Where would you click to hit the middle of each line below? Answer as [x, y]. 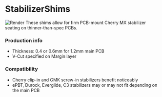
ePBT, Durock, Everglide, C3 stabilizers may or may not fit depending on [85, 85]
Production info [24, 40]
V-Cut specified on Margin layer [44, 56]
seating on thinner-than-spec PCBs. [41, 27]
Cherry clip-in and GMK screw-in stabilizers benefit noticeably [75, 80]
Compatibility [21, 69]
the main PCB [26, 90]
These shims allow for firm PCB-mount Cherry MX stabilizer [86, 23]
